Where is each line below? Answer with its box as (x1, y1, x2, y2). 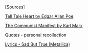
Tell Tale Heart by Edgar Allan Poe (5, 13, 74, 19)
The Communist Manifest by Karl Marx (5, 23, 83, 28)
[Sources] (5, 4, 25, 10)
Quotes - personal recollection (5, 32, 67, 38)
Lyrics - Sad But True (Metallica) (5, 41, 70, 47)
